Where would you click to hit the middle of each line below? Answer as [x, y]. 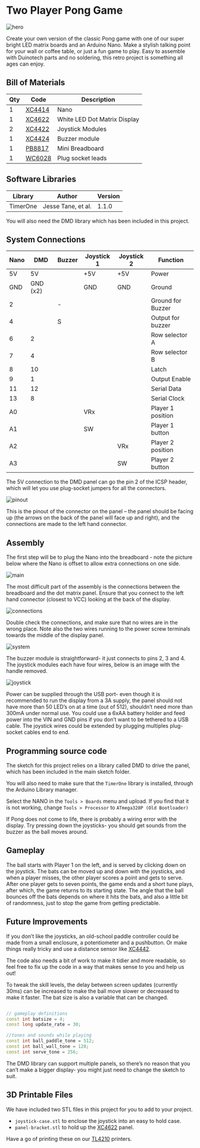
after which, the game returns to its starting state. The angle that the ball [95, 890]
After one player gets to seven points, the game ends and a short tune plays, [100, 884]
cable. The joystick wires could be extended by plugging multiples [87, 726]
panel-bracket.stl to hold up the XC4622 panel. [74, 1127]
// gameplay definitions [37, 1013]
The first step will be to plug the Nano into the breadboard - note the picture [99, 557]
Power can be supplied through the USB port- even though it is [83, 694]
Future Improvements [47, 922]
